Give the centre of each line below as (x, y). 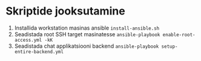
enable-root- (179, 34)
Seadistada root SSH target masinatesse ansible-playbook (87, 34)
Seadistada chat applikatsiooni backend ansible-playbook (87, 46)
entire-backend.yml (39, 52)
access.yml (28, 40)
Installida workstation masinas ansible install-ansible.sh (87, 28)
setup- (170, 47)
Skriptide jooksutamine (65, 11)
